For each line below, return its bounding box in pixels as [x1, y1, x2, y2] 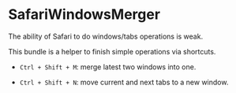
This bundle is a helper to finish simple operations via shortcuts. [8, 46, 216, 56]
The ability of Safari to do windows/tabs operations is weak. [8, 32, 204, 41]
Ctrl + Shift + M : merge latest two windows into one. [19, 61, 197, 72]
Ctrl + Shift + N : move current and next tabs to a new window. [19, 77, 229, 87]
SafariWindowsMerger [8, 6, 160, 24]
